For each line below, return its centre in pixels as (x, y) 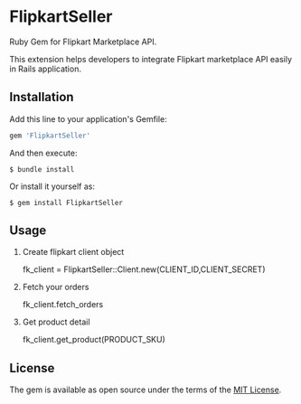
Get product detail (56, 322)
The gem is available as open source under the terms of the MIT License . (146, 390)
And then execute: (43, 153)
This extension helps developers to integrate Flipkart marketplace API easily (150, 59)
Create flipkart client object (73, 252)
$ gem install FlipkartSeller (66, 202)
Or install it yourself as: (52, 186)
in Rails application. (45, 69)
